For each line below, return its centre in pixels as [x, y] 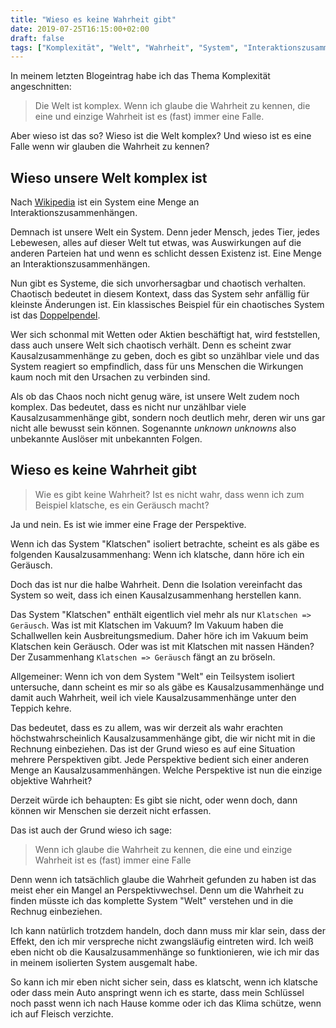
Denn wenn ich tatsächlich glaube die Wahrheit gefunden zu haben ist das [163, 879]
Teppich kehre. [41, 708]
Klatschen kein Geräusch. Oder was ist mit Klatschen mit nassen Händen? [162, 646]
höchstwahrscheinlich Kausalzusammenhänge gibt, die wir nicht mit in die [163, 738]
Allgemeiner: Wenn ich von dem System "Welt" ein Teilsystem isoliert [152, 676]
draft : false [37, 38]
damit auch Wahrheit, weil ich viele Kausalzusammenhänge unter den [153, 697]
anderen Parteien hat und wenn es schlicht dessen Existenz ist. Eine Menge [166, 253]
